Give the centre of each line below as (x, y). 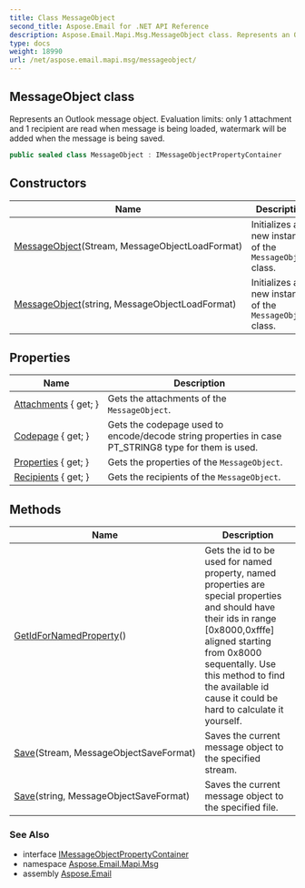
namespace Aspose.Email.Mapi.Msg (90, 864)
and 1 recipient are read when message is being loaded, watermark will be (148, 128)
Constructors (48, 183)
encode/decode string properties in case (195, 436)
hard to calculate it (244, 710)
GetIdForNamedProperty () (70, 636)
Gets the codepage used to (166, 425)
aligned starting (238, 641)
